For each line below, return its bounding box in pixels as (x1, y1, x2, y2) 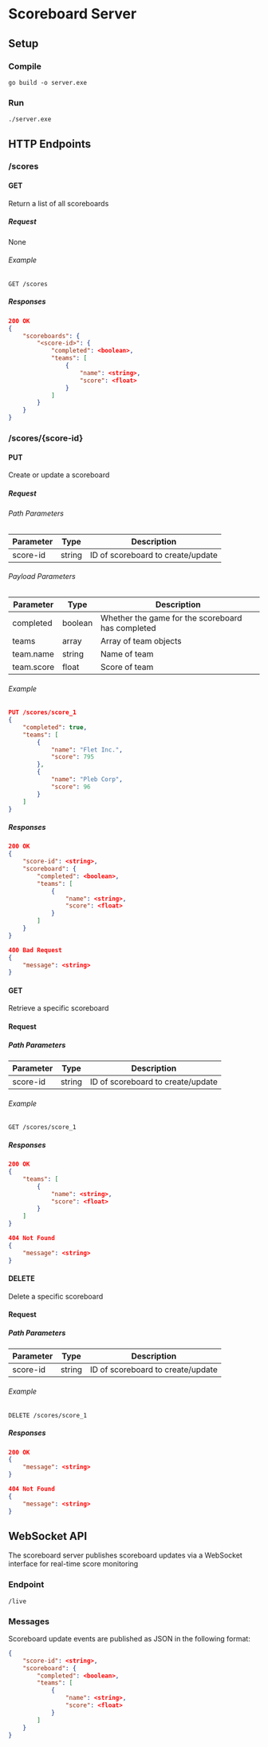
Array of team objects (100, 635, 182, 646)
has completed (100, 622, 157, 633)
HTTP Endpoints (8, 137, 92, 150)
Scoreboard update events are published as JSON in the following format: (8, 1633, 251, 1643)
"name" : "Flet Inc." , (50, 745, 124, 754)
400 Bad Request (8, 946, 62, 954)
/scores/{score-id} (8, 433, 84, 444)
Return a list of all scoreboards (8, 198, 109, 208)
